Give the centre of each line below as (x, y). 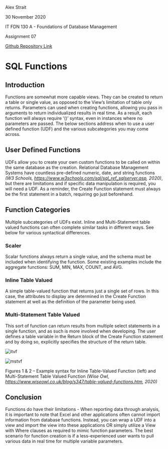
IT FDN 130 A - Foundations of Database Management (61, 27)
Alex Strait (16, 7)
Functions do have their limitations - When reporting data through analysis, (82, 409)
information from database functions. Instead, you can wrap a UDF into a (80, 420)
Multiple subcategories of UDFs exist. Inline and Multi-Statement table (78, 222)
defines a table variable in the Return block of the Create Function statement (84, 336)
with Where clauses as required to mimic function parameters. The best (79, 430)
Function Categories (38, 210)
